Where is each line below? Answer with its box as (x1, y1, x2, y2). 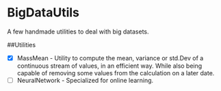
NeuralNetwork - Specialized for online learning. (16, 77, 154, 84)
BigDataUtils (7, 5, 80, 21)
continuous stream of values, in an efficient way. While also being (16, 62, 203, 70)
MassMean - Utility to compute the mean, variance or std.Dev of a (16, 53, 204, 62)
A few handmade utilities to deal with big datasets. (7, 27, 149, 36)
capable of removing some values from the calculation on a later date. (16, 69, 215, 77)
